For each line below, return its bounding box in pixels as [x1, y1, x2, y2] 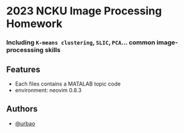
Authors [6, 104, 38, 114]
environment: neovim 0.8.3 [14, 86, 82, 93]
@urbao [14, 120, 36, 127]
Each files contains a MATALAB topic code [14, 80, 121, 87]
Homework [6, 17, 63, 31]
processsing [6, 46, 44, 55]
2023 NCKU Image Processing [6, 4, 162, 18]
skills [45, 46, 61, 55]
